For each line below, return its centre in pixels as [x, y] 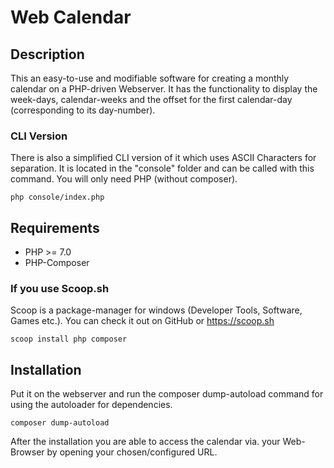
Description [47, 54]
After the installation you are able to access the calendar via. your [145, 442]
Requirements [55, 227]
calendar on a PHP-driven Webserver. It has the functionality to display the [164, 89]
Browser [27, 452]
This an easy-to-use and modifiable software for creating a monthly [150, 78]
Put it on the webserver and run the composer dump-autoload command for [167, 394]
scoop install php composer [69, 339]
